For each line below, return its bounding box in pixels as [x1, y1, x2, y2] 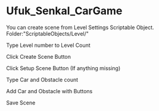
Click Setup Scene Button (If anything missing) [6, 64, 121, 72]
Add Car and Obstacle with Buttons [6, 87, 93, 94]
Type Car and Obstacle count [6, 76, 79, 83]
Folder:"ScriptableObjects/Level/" [6, 30, 89, 37]
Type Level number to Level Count [6, 42, 91, 49]
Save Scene [6, 99, 36, 106]
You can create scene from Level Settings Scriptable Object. [6, 24, 154, 31]
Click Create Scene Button [6, 53, 71, 60]
